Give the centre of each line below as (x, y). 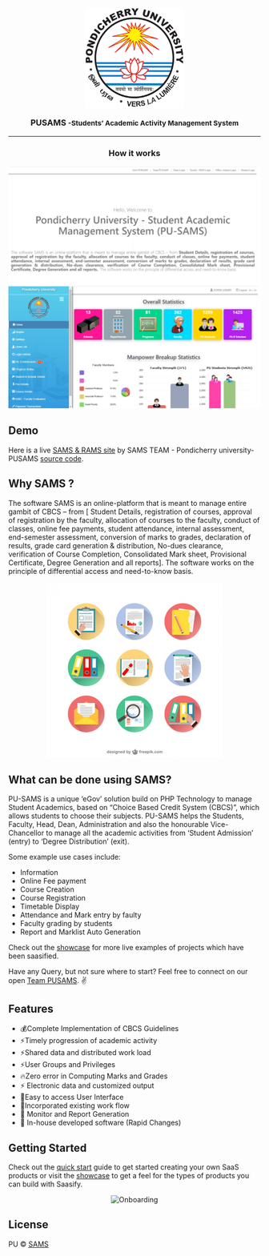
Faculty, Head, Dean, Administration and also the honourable (109, 825)
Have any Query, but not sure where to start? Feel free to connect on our (128, 972)
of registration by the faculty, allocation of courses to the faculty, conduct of (134, 520)
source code (60, 458)
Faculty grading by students (66, 924)
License (28, 1225)
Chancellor (26, 833)
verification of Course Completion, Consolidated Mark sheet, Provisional (127, 554)
